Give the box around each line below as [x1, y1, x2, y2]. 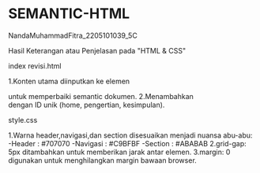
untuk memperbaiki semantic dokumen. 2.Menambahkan [8, 91, 194, 101]
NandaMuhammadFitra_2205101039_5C [8, 31, 138, 40]
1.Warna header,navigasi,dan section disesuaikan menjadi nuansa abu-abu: [8, 131, 253, 140]
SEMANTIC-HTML [8, 5, 130, 23]
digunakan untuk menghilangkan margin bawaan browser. [8, 155, 198, 165]
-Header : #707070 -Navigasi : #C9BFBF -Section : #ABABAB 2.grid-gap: [8, 138, 247, 148]
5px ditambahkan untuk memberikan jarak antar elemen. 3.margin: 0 [8, 147, 231, 156]
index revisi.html [8, 61, 62, 71]
